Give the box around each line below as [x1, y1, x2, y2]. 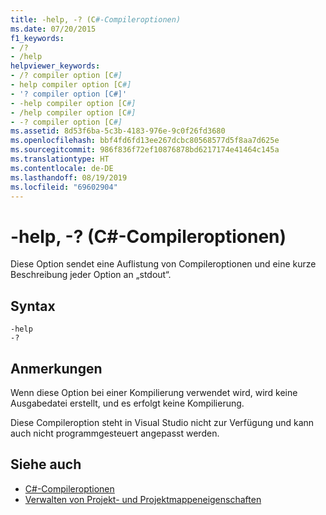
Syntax [10, 297, 56, 315]
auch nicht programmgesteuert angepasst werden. [10, 427, 220, 439]
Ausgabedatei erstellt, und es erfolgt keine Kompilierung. [10, 397, 245, 409]
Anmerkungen [10, 360, 103, 377]
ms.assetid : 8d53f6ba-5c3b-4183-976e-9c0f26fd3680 [10, 126, 226, 136]
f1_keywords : [10, 33, 65, 43]
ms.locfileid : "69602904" [10, 182, 118, 192]
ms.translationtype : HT [10, 154, 110, 164]
